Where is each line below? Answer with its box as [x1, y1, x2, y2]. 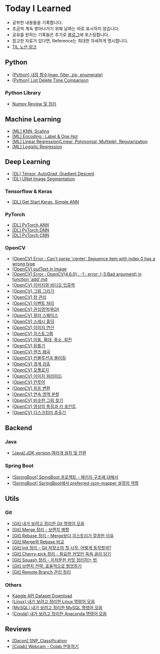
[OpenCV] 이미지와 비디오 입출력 [12, 282, 75, 288]
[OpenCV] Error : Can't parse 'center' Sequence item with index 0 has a [12, 255, 156, 261]
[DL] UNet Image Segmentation [12, 176, 75, 182]
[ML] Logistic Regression [12, 144, 62, 150]
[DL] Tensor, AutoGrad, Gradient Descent [12, 170, 95, 176]
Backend [5, 423, 32, 432]
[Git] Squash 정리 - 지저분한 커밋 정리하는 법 [12, 557, 97, 563]
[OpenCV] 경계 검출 [12, 361, 51, 367]
